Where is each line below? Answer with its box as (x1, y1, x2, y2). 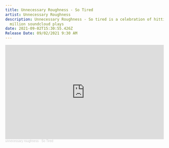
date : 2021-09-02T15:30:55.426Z (5, 26, 73, 31)
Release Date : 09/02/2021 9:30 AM (5, 31, 78, 36)
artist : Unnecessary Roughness (5, 12, 71, 17)
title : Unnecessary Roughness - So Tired (5, 7, 94, 13)
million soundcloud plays (10, 21, 64, 27)
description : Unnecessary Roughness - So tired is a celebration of (5, 17, 152, 22)
